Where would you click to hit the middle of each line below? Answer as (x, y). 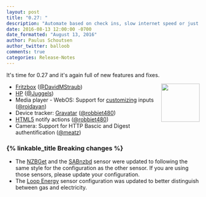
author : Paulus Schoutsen (39, 40)
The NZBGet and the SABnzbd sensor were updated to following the (101, 161)
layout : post (23, 12)
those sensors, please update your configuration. (77, 174)
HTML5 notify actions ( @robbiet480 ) (62, 119)
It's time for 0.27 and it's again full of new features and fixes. (83, 75)
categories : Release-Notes (41, 58)
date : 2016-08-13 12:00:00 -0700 (49, 29)
